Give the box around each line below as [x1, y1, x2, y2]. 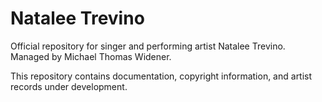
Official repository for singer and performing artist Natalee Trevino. [10, 40, 286, 52]
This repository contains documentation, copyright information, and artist [10, 70, 313, 82]
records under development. [10, 80, 128, 92]
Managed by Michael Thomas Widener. [10, 50, 172, 62]
